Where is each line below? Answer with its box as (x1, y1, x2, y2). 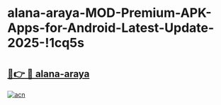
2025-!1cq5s (7, 35, 85, 51)
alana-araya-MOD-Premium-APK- (7, 5, 212, 21)
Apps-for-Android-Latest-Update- (7, 20, 215, 36)
